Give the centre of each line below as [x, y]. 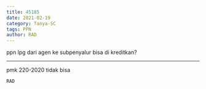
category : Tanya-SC [31, 23]
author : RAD [21, 35]
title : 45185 [23, 12]
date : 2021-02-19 [29, 18]
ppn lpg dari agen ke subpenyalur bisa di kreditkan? [72, 52]
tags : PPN [19, 29]
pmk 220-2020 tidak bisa [38, 70]
